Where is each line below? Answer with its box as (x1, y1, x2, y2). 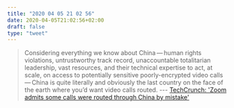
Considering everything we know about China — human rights (24, 49, 202, 57)
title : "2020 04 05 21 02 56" (7, 10, 95, 17)
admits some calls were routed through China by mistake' (24, 93, 189, 102)
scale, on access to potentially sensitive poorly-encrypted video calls (24, 71, 224, 79)
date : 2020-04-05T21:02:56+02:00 (7, 17, 104, 24)
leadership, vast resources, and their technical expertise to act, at (24, 63, 213, 72)
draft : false (7, 23, 45, 30)
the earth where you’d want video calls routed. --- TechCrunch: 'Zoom (24, 86, 227, 94)
